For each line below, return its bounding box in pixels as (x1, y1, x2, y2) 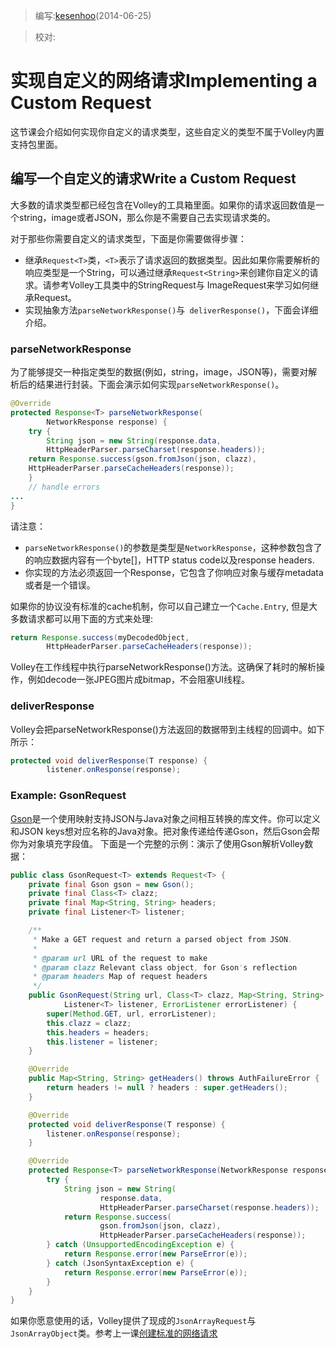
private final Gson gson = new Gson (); (28, 879, 195, 889)
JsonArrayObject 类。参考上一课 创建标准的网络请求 (10, 1327, 218, 1339)
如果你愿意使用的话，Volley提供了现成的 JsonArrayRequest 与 (10, 1315, 257, 1327)
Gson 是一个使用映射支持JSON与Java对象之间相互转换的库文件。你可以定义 (10, 812, 322, 824)
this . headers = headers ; (46, 1027, 150, 1038)
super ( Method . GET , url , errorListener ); (46, 1009, 217, 1019)
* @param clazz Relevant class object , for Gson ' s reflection (32, 962, 298, 973)
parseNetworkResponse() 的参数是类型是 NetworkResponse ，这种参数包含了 (24, 541, 323, 553)
